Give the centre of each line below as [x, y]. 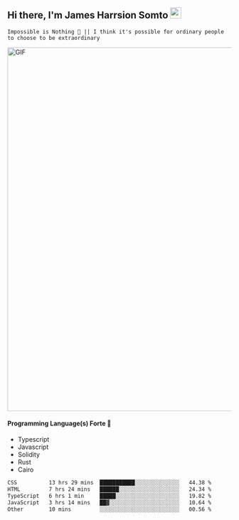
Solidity [29, 455]
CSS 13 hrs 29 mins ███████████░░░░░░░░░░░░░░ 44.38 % [110, 483]
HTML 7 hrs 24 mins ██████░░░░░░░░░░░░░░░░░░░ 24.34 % [110, 489]
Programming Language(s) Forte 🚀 [59, 423]
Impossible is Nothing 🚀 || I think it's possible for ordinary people [116, 32]
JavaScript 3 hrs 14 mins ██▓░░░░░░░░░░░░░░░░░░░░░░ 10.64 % [110, 502]
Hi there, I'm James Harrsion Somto [88, 15]
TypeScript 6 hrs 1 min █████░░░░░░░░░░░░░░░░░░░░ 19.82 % [110, 496]
